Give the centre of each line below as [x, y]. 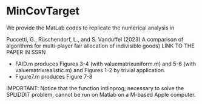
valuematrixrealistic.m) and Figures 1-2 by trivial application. [90, 70]
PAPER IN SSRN [26, 52]
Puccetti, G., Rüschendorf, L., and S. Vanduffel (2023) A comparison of [95, 39]
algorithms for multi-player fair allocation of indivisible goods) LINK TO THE [101, 46]
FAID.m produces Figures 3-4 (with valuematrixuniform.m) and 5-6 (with [105, 64]
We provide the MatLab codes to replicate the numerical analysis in [90, 28]
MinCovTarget [43, 11]
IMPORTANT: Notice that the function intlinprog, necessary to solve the [95, 88]
